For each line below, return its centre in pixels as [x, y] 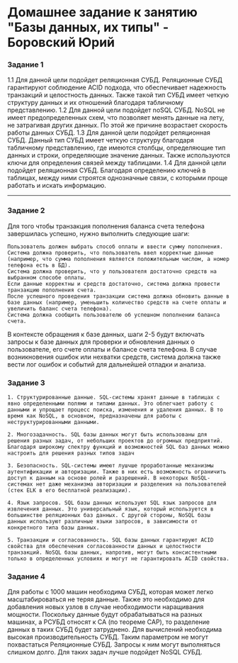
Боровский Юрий [61, 43]
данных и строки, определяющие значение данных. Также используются [119, 155]
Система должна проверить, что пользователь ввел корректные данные [110, 252]
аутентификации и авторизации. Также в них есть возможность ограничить [117, 472]
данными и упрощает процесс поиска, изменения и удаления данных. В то [115, 410]
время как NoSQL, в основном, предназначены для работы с [95, 416]
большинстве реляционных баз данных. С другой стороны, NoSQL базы [109, 516]
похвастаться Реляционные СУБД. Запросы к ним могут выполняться [114, 645]
